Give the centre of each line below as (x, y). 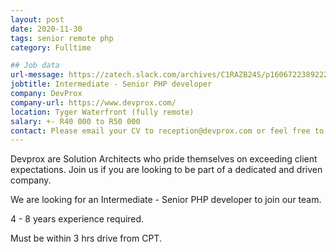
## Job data (35, 66)
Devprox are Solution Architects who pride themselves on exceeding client (164, 159)
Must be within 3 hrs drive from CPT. (86, 238)
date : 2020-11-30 (46, 29)
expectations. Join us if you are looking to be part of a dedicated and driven (166, 170)
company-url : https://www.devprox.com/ (93, 102)
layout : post (37, 19)
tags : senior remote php (62, 38)
